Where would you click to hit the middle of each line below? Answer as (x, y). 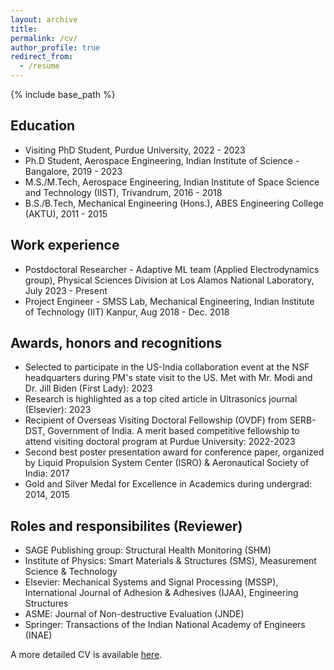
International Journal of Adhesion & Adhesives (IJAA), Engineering (161, 593)
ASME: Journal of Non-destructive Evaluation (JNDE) (134, 614)
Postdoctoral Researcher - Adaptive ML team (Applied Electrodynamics (172, 269)
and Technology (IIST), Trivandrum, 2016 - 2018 (123, 192)
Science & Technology (71, 572)
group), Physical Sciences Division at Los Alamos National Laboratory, (169, 280)
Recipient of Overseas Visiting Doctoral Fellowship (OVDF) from (156, 420)
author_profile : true (55, 47)
